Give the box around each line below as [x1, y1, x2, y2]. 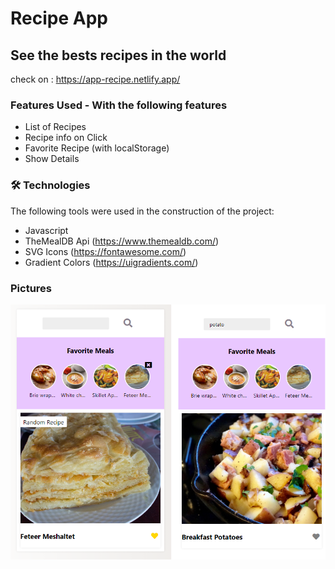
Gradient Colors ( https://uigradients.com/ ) [24, 256, 199, 268]
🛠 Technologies [10, 178, 91, 192]
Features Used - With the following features [10, 98, 228, 112]
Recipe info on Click [24, 132, 108, 144]
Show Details [24, 153, 80, 165]
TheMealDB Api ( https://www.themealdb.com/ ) [24, 235, 220, 247]
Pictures [10, 281, 53, 295]
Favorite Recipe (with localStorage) [24, 142, 170, 154]
